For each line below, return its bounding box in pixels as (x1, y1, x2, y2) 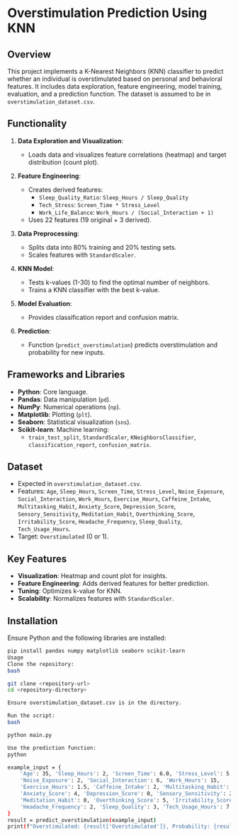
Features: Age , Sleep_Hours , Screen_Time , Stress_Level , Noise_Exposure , (17, 487, 225, 496)
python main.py (7, 731, 52, 738)
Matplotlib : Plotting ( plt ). (17, 410, 92, 418)
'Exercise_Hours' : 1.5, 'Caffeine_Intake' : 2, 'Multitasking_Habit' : (20, 784, 230, 791)
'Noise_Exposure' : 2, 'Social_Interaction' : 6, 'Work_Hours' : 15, (20, 777, 220, 785)
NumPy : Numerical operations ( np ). (17, 402, 121, 411)
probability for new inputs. (28, 348, 105, 356)
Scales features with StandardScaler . (28, 250, 136, 259)
